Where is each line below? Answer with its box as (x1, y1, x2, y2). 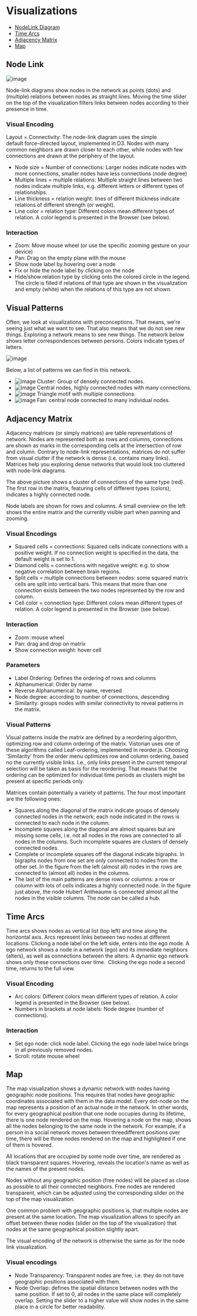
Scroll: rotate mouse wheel (14, 1052, 80, 1060)
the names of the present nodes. (6, 1166, 85, 1173)
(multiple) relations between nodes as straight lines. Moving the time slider (6, 93, 187, 100)
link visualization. (6, 1243, 48, 1251)
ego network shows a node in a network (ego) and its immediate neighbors (6, 946, 188, 953)
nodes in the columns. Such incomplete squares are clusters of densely (14, 838, 188, 845)
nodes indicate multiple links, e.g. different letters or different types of (14, 183, 185, 190)
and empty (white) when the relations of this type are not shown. (14, 286, 172, 293)
